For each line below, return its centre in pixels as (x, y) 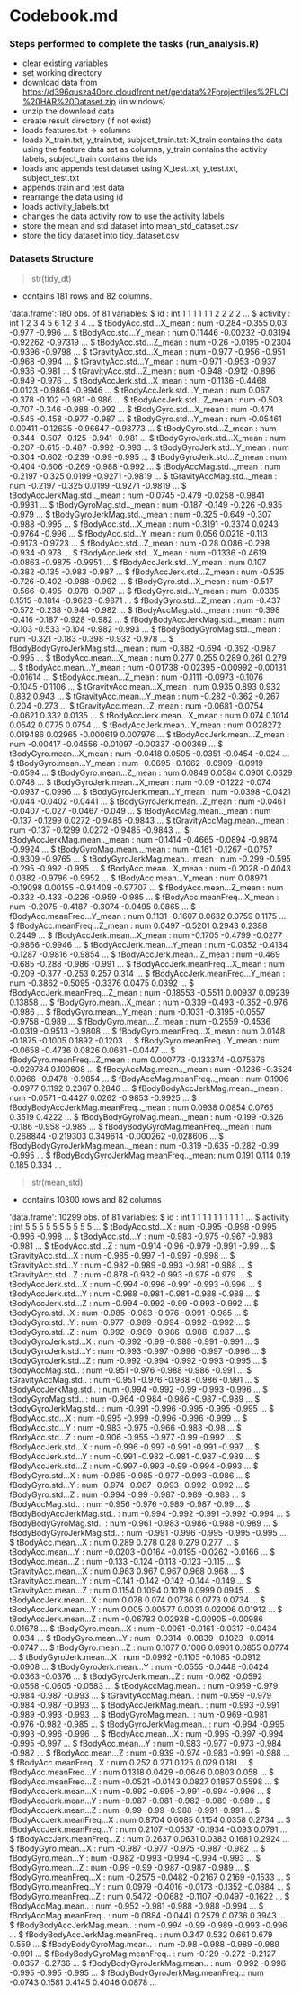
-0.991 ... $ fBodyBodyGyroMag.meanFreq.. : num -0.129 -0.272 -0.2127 (143, 1954)
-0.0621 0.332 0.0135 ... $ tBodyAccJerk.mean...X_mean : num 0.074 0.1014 (149, 715)
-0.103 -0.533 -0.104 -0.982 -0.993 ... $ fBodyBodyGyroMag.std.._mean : (145, 629)
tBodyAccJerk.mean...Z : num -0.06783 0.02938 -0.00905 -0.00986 (136, 1619)
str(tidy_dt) (51, 278)
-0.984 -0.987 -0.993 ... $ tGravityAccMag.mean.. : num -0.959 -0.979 (141, 1695)
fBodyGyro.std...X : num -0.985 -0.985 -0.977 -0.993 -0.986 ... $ (130, 1475)
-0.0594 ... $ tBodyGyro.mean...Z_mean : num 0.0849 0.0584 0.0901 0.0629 (151, 772)
